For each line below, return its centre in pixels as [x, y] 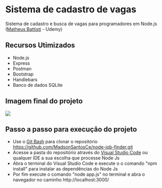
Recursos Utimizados [40, 45]
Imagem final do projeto [44, 101]
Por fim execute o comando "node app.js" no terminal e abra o [79, 174]
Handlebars [25, 79]
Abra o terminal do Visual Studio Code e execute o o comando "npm [85, 163]
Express [21, 63]
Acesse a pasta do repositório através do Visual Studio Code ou [80, 153]
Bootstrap [23, 74]
